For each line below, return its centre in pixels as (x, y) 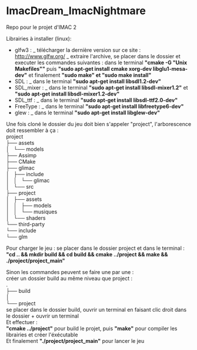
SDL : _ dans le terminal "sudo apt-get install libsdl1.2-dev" (88, 81)
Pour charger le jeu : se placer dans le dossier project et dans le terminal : (96, 248)
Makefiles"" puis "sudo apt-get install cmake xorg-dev (83, 68)
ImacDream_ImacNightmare (76, 11)
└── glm (17, 236)
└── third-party (26, 224)
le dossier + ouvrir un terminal (43, 316)
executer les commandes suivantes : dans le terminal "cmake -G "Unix (101, 62)
